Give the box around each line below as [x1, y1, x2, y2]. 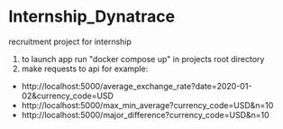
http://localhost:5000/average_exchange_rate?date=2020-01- [21, 80, 252, 91]
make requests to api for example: [21, 63, 149, 74]
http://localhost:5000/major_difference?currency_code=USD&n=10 [21, 109, 269, 120]
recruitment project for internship [8, 36, 132, 47]
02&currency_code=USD [21, 90, 114, 101]
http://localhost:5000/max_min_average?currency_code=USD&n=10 [21, 99, 274, 110]
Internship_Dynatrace [8, 6, 176, 27]
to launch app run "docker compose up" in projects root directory [21, 53, 265, 64]
